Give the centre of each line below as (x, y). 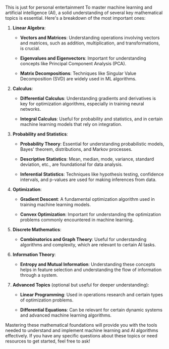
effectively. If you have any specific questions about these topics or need (81, 336)
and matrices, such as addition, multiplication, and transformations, (90, 43)
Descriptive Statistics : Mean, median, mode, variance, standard (87, 159)
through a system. (39, 275)
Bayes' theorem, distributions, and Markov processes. (76, 149)
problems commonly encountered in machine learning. (77, 220)
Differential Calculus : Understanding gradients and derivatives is (88, 98)
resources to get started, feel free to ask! (48, 341)
